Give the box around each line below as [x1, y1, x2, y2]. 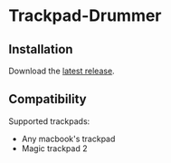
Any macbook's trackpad [21, 133, 116, 144]
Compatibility [8, 91, 87, 107]
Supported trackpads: [8, 115, 90, 127]
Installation [8, 42, 73, 57]
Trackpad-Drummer [8, 5, 162, 26]
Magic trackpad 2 [21, 142, 88, 154]
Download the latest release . [8, 65, 115, 76]
